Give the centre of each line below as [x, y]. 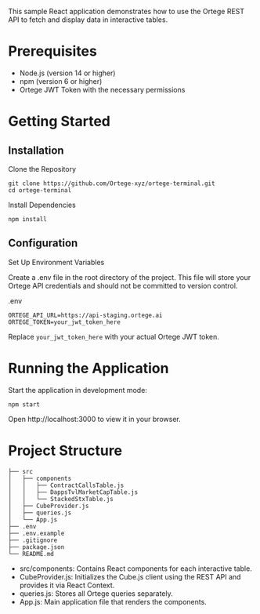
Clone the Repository [42, 169]
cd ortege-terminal [40, 190]
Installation [36, 150]
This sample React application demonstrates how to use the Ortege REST [126, 11]
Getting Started [60, 122]
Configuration [43, 243]
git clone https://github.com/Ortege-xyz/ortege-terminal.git [112, 183]
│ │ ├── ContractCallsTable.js [66, 485]
